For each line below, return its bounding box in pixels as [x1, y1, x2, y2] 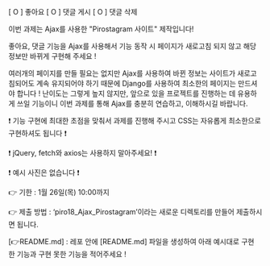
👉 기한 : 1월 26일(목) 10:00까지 [8, 188, 110, 197]
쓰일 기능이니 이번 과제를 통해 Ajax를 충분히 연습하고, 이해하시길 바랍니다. [16, 99, 248, 108]
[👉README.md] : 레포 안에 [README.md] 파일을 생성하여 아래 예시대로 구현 [8, 237, 255, 246]
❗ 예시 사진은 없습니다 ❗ [8, 168, 80, 177]
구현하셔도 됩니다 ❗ [8, 128, 67, 138]
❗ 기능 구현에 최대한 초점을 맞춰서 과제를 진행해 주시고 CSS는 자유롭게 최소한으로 [8, 116, 262, 125]
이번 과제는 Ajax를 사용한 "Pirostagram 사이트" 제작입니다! [8, 24, 194, 34]
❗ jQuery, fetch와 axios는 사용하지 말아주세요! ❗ [8, 148, 157, 157]
